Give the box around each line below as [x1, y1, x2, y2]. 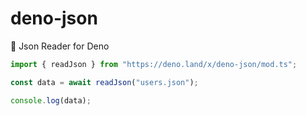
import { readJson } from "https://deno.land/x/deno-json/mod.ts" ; [10, 59, 298, 69]
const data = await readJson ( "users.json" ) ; [10, 77, 199, 87]
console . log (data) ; [10, 95, 92, 106]
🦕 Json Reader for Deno [10, 40, 110, 52]
